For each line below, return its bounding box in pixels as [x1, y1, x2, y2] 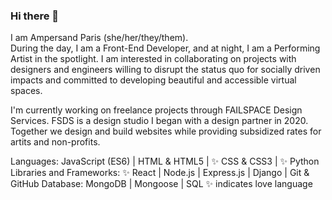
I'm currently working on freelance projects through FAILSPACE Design [10, 104, 303, 116]
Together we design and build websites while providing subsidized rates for [10, 125, 322, 138]
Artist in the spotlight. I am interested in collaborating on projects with [10, 53, 297, 65]
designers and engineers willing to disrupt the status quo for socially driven [10, 64, 321, 76]
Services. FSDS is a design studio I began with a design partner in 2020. [10, 115, 309, 127]
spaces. [10, 85, 43, 97]
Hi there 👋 [10, 9, 60, 23]
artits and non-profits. [10, 136, 101, 148]
